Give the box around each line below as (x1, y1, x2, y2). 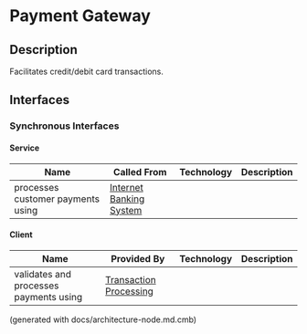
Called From (112, 165, 167, 178)
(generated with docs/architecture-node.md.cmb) (9, 314, 197, 325)
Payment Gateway (9, 5, 151, 26)
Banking (109, 193, 145, 205)
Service (9, 142, 40, 153)
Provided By (111, 252, 165, 265)
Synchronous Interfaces (9, 120, 120, 132)
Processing (104, 285, 153, 297)
